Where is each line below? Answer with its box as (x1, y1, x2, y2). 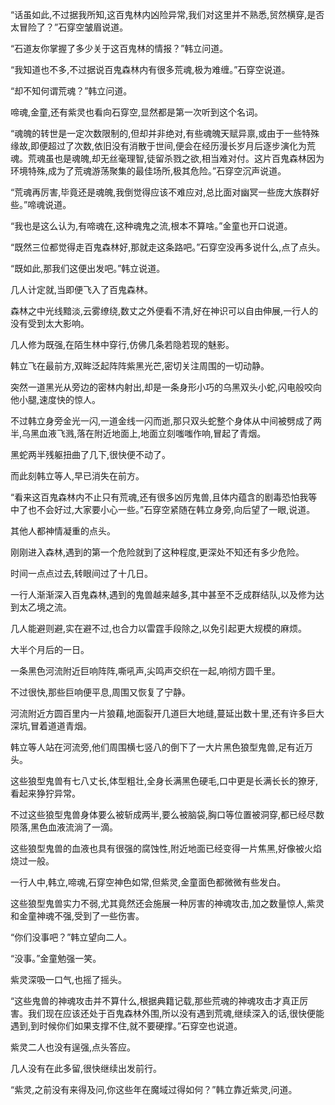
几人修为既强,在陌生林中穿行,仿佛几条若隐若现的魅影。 (10, 339, 235, 350)
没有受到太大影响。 (10, 318, 90, 329)
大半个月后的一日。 (10, 644, 90, 655)
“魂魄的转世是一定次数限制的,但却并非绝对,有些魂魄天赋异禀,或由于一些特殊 (10, 128, 320, 139)
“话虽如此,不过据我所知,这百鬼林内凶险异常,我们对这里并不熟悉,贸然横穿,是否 (10, 9, 325, 20)
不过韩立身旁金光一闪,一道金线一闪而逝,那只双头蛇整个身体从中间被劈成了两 (10, 415, 323, 427)
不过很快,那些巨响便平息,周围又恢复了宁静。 (10, 686, 192, 698)
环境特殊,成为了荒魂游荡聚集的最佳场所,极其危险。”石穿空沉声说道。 (10, 165, 287, 177)
